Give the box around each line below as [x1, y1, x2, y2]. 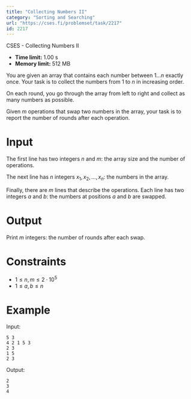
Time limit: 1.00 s [14, 54, 58, 61]
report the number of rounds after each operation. [6, 114, 130, 122]
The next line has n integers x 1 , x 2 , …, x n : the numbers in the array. [6, 173, 169, 182]
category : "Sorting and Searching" [6, 14, 95, 20]
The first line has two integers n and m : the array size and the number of [6, 155, 186, 162]
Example [6, 303, 50, 317]
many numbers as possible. [6, 96, 74, 104]
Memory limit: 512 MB [14, 60, 71, 67]
